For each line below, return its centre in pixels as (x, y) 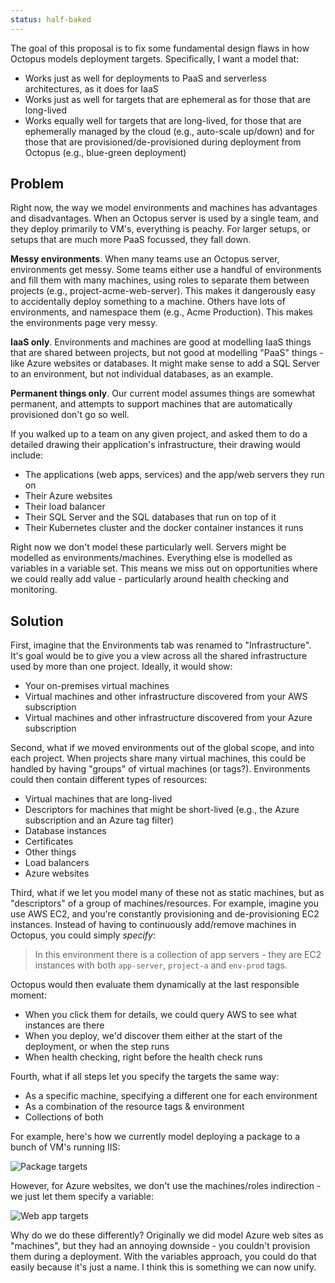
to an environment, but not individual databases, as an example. (142, 374)
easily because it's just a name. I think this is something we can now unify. (163, 1267)
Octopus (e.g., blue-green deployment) (105, 152)
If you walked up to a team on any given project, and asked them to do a (159, 434)
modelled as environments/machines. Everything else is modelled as (151, 558)
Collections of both (64, 1117)
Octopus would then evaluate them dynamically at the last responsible (155, 985)
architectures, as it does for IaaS (91, 88)
